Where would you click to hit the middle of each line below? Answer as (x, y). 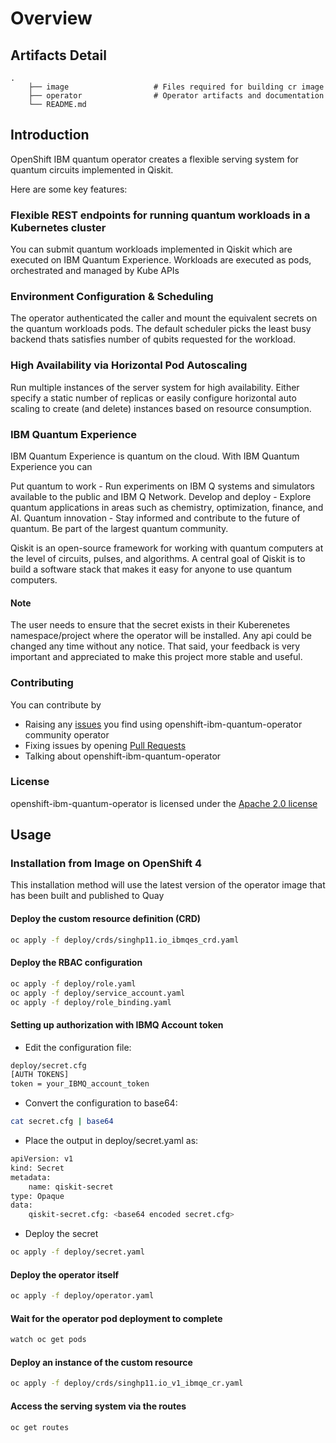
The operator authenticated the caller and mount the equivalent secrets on (164, 318)
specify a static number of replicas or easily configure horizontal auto (153, 398)
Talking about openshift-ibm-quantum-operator (123, 756)
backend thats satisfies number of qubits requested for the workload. (153, 339)
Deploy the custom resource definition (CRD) (106, 919)
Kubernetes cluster (58, 227)
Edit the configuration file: (78, 1047)
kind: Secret (37, 1168)
